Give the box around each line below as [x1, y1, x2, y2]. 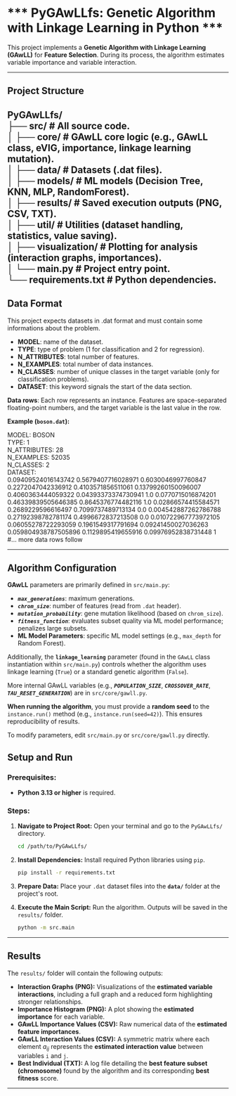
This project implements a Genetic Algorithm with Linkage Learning [7, 43, 206, 51]
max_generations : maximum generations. [17, 594, 135, 602]
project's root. [17, 889, 58, 898]
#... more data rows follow [7, 535, 83, 543]
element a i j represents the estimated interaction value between [17, 1042, 204, 1052]
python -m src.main [17, 924, 75, 931]
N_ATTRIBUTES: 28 [7, 445, 64, 454]
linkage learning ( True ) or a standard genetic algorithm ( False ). [7, 668, 189, 676]
